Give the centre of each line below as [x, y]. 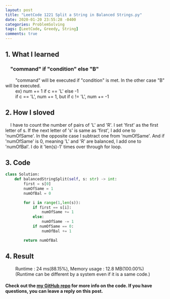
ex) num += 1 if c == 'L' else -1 [47, 91]
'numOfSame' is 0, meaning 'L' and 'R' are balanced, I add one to [73, 141]
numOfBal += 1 [56, 231]
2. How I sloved [30, 113]
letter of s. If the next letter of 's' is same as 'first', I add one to [70, 130]
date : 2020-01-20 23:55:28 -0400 [41, 19]
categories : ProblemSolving [35, 24]
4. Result [20, 256]
